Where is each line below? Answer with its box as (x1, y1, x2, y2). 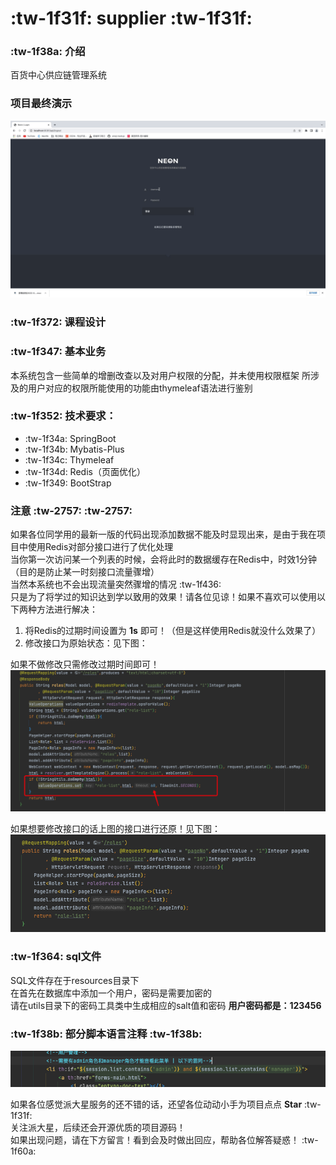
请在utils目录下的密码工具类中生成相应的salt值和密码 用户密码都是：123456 (10, 999, 322, 1011)
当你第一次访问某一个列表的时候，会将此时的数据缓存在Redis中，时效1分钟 (10, 553, 318, 566)
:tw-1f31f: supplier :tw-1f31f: (10, 7, 253, 30)
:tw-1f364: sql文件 (10, 950, 102, 964)
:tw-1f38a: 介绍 (10, 45, 86, 59)
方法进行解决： (36, 603, 98, 616)
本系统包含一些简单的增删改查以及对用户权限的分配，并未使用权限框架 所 (10, 369, 311, 381)
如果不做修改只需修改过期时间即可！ (10, 658, 160, 671)
